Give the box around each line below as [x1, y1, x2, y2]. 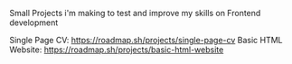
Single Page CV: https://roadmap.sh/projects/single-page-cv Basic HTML [9, 35, 283, 45]
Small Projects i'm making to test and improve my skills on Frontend [9, 8, 261, 18]
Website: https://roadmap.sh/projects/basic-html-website [9, 44, 224, 55]
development [9, 17, 59, 28]
